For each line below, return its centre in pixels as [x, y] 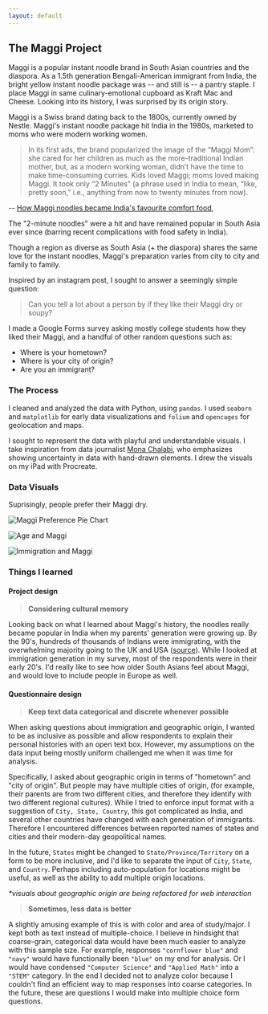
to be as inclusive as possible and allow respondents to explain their [121, 736]
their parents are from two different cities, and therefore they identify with [130, 794]
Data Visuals [33, 487]
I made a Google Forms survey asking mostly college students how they [127, 328]
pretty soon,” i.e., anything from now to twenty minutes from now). [138, 193]
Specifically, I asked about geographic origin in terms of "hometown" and [130, 777]
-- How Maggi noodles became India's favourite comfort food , [111, 208]
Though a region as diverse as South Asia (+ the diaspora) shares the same [133, 248]
